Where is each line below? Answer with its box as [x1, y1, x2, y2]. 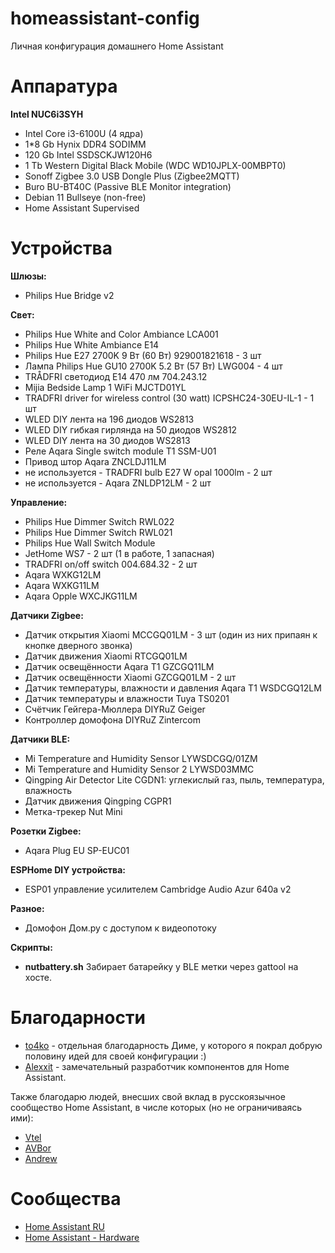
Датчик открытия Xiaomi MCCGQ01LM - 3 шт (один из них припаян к [24, 628, 318, 641]
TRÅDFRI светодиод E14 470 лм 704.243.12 [24, 370, 208, 382]
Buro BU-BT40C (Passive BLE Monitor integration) [24, 180, 232, 192]
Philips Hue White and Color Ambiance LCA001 [24, 328, 219, 340]
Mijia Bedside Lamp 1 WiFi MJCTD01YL [24, 381, 187, 393]
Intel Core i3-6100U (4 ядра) [24, 127, 144, 139]
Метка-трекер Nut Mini [24, 805, 123, 817]
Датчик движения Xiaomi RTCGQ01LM [24, 650, 188, 662]
